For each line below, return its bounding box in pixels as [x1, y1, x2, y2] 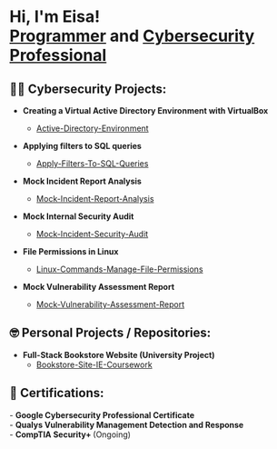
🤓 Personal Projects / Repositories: [9, 325, 212, 341]
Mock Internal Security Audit [22, 211, 134, 222]
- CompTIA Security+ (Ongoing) [9, 429, 132, 440]
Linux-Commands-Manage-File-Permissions [35, 264, 203, 274]
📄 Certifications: [9, 385, 104, 401]
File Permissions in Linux [22, 246, 119, 256]
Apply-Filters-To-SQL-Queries [35, 158, 149, 169]
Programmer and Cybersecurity [9, 25, 255, 46]
